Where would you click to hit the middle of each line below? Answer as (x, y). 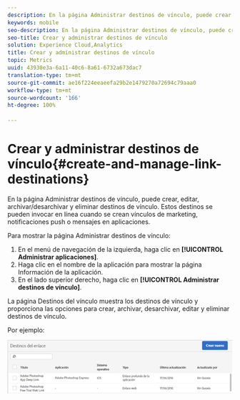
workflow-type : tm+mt (40, 90)
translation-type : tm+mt (44, 75)
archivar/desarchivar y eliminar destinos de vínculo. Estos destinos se (110, 206)
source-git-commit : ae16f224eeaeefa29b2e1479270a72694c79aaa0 (102, 83)
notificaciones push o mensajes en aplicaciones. (79, 222)
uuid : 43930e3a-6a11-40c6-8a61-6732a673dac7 (75, 68)
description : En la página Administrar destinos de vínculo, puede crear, (121, 15)
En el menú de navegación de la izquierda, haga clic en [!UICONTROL (120, 249)
